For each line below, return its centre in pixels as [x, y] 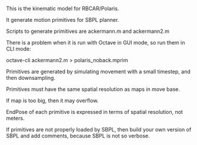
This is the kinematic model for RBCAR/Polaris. [63, 9]
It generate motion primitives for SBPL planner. [63, 20]
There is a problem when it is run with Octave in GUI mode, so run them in [96, 43]
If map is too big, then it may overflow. [52, 100]
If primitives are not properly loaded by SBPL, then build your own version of [99, 129]
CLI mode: [19, 49]
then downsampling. [31, 78]
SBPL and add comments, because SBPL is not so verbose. [78, 136]
